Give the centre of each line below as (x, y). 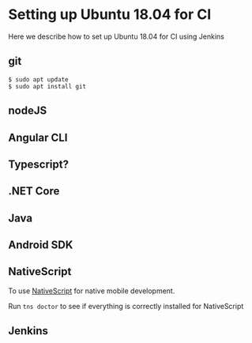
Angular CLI (38, 137)
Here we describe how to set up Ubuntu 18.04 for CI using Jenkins (117, 36)
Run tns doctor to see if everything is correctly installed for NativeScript (126, 306)
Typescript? (39, 164)
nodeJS (28, 111)
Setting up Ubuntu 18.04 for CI (110, 15)
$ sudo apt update (38, 79)
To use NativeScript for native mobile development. (92, 291)
